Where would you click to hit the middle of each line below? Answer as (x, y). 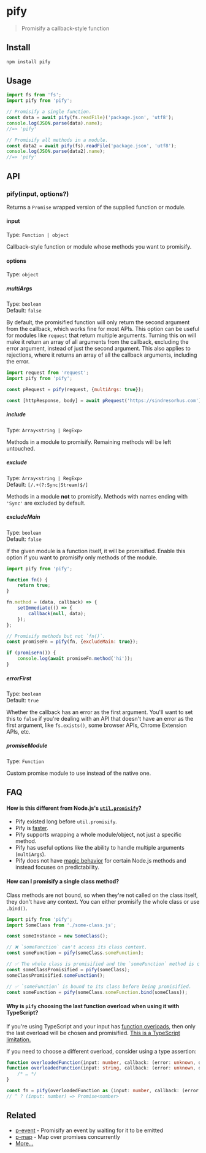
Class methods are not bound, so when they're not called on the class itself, (102, 895)
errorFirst (19, 678)
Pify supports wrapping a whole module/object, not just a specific (98, 835)
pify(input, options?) (38, 193)
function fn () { (27, 580)
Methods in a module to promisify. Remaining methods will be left (89, 442)
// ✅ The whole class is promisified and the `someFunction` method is (100, 964)
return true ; (34, 585)
